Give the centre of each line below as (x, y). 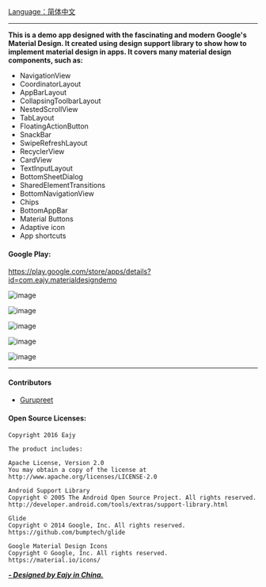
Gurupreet (36, 400)
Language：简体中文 (42, 12)
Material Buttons (46, 219)
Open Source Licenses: (47, 418)
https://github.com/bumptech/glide (67, 532)
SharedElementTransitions (62, 185)
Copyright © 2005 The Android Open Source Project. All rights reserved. (133, 497)
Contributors (30, 382)
